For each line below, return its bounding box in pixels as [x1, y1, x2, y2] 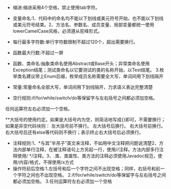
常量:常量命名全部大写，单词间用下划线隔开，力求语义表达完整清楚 [12, 84, 153, 90]
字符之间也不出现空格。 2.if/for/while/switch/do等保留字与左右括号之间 [17, 172, 166, 178]
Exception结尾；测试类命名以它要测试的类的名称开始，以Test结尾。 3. [12, 67, 160, 73]
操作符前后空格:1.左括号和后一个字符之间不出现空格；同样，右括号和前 [12, 166, 161, 172]
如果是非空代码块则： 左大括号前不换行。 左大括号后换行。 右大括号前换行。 [5, 123, 166, 129]
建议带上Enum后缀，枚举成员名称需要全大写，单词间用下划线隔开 [26, 73, 164, 79]
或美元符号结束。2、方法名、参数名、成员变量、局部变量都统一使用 [12, 22, 155, 28]
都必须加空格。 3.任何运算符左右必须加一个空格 [12, 178, 112, 184]
